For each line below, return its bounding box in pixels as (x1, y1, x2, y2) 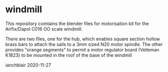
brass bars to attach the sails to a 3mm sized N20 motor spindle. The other (5, 41, 163, 47)
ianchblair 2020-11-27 (5, 62, 52, 68)
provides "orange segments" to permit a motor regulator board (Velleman (5, 46, 160, 53)
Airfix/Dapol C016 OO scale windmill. (5, 26, 83, 32)
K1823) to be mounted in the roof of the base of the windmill (5, 52, 132, 58)
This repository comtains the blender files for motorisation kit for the (5, 20, 149, 27)
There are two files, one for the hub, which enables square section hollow (5, 36, 160, 42)
